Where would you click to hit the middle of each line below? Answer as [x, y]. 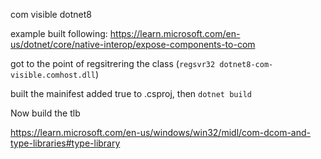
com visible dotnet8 [51, 14]
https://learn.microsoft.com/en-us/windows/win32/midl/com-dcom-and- [160, 132]
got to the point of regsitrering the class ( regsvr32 [113, 63]
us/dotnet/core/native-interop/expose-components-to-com [133, 44]
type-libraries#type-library [65, 143]
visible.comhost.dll [53, 75]
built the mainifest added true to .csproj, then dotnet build [131, 93]
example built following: [59, 33]
